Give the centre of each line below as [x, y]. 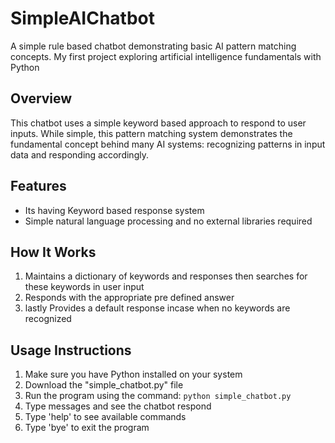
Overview [41, 98]
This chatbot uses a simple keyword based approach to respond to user [158, 123]
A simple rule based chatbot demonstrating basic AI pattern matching [153, 46]
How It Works [53, 252]
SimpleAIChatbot [83, 18]
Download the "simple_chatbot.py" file [104, 385]
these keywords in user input [84, 287]
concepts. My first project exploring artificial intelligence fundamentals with [166, 56]
